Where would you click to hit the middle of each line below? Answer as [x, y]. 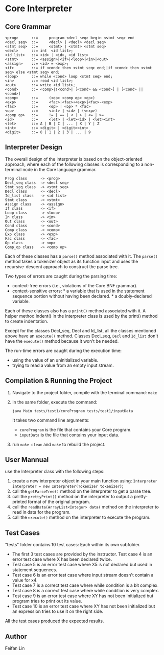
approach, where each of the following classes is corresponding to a [74, 164]
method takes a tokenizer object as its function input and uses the [71, 261]
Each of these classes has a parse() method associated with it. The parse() [82, 256]
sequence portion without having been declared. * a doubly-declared [82, 296]
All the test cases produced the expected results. [55, 621]
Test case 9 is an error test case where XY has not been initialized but [83, 596]
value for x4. [25, 580]
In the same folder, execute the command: [55, 402]
